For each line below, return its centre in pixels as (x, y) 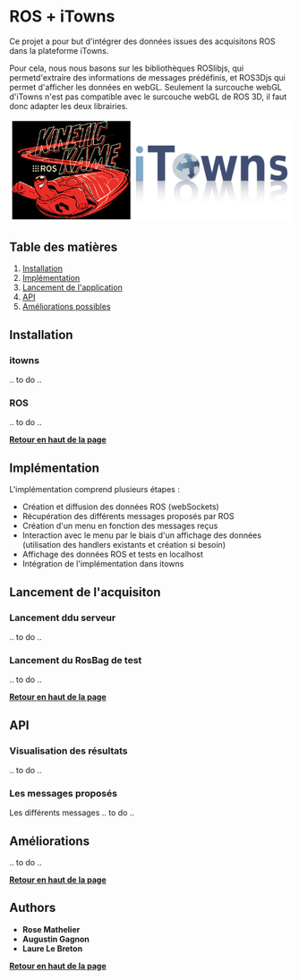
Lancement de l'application (72, 287)
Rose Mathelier (51, 929)
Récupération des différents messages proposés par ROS (128, 516)
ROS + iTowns (62, 17)
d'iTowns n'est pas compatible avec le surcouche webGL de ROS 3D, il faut (148, 97)
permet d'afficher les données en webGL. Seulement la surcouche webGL (145, 87)
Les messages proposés (64, 793)
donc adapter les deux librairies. (68, 106)
